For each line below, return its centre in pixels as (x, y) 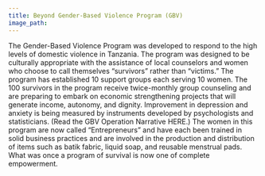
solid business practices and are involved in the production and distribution (131, 138)
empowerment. (33, 163)
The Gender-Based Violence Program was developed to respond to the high (133, 45)
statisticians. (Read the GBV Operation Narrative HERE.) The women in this (131, 121)
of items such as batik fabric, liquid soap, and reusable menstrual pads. (125, 147)
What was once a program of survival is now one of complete (109, 155)
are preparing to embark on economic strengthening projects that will (122, 96)
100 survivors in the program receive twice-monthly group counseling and (130, 87)
